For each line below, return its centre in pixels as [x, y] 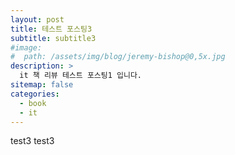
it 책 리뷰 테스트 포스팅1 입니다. [81, 76]
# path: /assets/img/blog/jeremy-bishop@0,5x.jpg [118, 57]
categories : [35, 94]
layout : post [37, 19]
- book [33, 103]
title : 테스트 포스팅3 [51, 29]
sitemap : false [42, 85]
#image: [26, 47]
